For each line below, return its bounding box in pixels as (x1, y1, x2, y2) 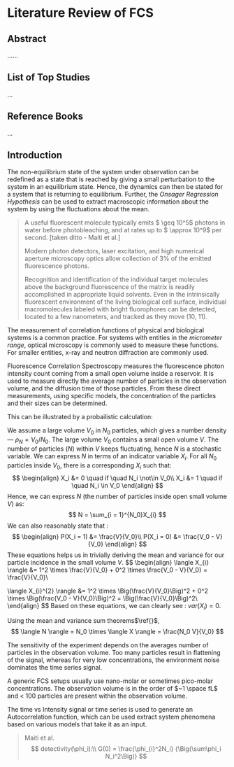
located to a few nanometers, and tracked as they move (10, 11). (24, 313, 207, 321)
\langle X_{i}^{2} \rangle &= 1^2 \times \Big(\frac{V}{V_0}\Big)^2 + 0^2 (7, 586, 208, 595)
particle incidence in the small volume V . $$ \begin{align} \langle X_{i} (7, 558, 210, 566)
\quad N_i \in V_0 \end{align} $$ (71, 481, 164, 489)
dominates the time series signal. (7, 663, 103, 672)
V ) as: (7, 499, 24, 508)
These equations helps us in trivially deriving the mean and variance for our (7, 551, 225, 559)
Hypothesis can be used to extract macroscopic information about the (7, 197, 210, 206)
